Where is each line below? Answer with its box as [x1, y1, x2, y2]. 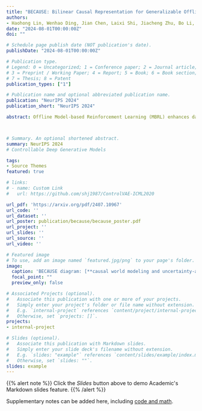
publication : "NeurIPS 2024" [6, 98, 79, 104]
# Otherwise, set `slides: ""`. [6, 357, 93, 363]
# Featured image [6, 251, 50, 258]
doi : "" [6, 31, 26, 37]
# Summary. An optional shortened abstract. [6, 135, 120, 142]
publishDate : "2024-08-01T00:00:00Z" [6, 48, 101, 54]
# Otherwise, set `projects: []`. [6, 313, 98, 319]
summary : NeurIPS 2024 [6, 141, 63, 147]
